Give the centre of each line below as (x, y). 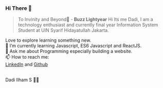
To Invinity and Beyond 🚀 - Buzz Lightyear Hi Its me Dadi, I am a (85, 20)
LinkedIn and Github (26, 64)
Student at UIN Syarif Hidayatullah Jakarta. (63, 30)
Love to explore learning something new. (48, 40)
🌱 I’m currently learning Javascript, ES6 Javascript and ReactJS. (74, 46)
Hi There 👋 (19, 8)
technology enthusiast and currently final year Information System (88, 25)
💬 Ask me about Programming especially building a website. (69, 51)
